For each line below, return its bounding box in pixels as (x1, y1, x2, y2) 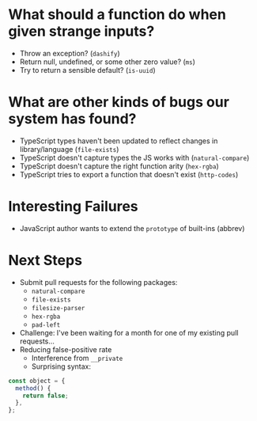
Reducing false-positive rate (19, 344, 112, 354)
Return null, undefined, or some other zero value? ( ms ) (19, 57, 196, 66)
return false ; (22, 392, 69, 400)
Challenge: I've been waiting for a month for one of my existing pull (19, 328, 239, 337)
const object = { (8, 377, 66, 385)
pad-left (31, 320, 61, 329)
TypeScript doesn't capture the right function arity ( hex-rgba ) (19, 161, 219, 171)
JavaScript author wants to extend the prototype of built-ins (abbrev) (19, 223, 245, 233)
